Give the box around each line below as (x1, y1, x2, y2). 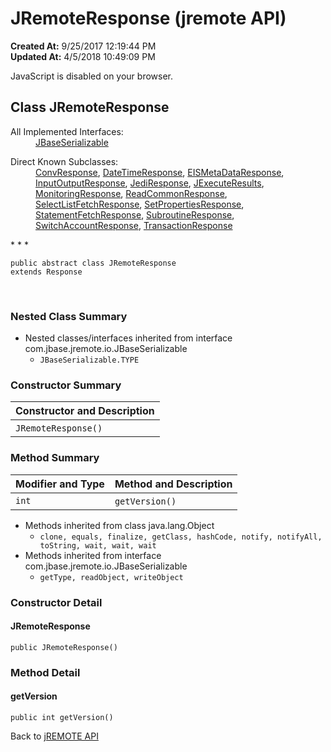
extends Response (10, 267, 83, 277)
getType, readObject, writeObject (39, 572, 184, 582)
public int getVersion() (10, 712, 114, 722)
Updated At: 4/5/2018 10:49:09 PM (10, 50, 156, 62)
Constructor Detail (10, 595, 103, 609)
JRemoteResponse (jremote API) (10, 7, 287, 30)
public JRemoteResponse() (10, 642, 118, 652)
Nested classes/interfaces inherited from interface (24, 332, 233, 344)
